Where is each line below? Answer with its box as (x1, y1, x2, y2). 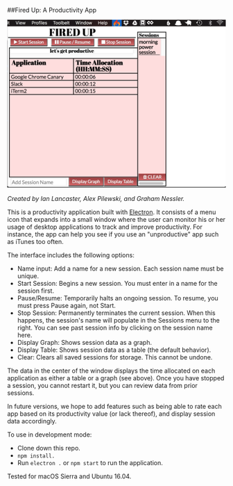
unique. (17, 271, 40, 280)
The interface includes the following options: (7, 250, 135, 259)
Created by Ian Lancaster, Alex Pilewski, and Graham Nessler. (7, 194, 185, 202)
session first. (17, 286, 54, 295)
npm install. (17, 452, 55, 460)
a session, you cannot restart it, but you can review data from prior (7, 381, 198, 389)
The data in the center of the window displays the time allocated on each (7, 366, 216, 375)
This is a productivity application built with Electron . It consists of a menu (7, 208, 216, 216)
